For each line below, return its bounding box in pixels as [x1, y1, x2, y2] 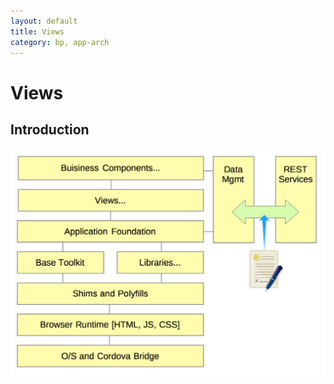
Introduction [10, 121, 90, 138]
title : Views [10, 26, 65, 37]
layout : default [10, 16, 78, 26]
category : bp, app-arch [10, 37, 110, 47]
